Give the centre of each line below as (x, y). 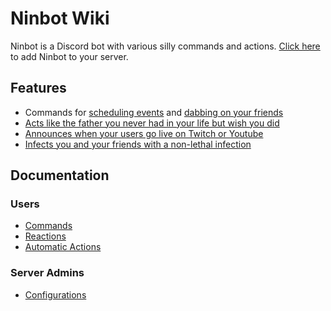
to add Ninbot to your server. (69, 56)
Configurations (55, 294)
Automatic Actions (63, 247)
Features (38, 88)
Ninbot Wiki (60, 18)
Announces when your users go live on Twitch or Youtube (144, 133)
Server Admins (47, 273)
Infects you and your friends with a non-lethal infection (138, 144)
